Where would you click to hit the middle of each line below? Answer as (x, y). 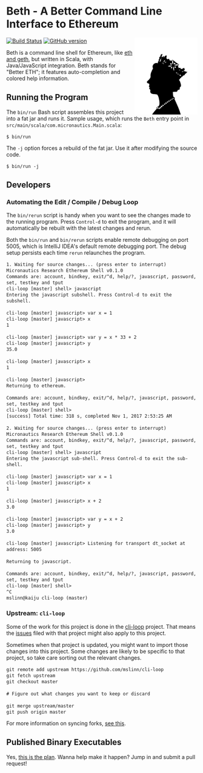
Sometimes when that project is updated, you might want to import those (97, 644)
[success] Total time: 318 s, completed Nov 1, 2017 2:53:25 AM (89, 417)
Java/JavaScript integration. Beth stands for (61, 65)
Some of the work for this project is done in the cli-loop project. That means (101, 626)
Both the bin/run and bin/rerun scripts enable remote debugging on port (98, 240)
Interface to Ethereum (63, 24)
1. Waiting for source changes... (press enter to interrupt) (86, 265)
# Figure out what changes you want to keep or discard (78, 694)
